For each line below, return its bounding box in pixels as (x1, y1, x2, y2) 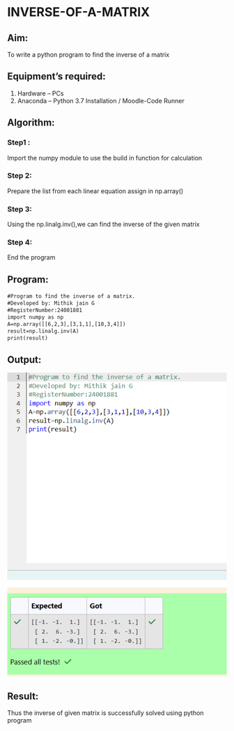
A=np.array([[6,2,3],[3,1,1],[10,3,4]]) (7, 321, 127, 328)
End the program (7, 253, 56, 262)
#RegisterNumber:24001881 (7, 307, 82, 314)
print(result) (7, 335, 49, 342)
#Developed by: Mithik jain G (7, 300, 95, 307)
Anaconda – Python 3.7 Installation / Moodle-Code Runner (17, 96, 185, 105)
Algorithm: (7, 116, 55, 129)
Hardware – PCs (17, 89, 64, 98)
